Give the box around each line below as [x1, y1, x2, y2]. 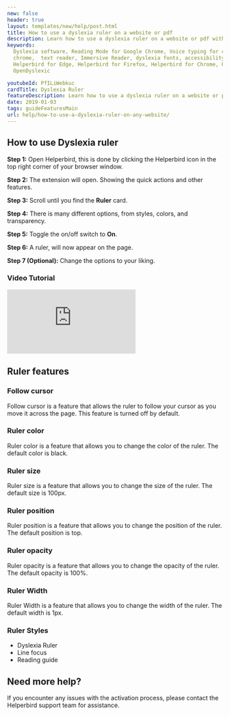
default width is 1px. [7, 609, 64, 617]
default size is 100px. [7, 489, 67, 497]
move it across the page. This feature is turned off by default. [7, 409, 180, 418]
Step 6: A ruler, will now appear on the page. [7, 243, 133, 251]
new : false [7, 10, 38, 17]
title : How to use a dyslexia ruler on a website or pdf [7, 29, 173, 36]
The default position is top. [7, 528, 83, 537]
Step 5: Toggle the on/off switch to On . [7, 230, 118, 238]
